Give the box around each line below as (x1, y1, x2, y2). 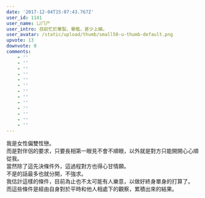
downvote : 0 (6, 43, 37, 49)
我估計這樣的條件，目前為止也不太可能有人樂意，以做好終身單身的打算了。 (6, 178, 193, 185)
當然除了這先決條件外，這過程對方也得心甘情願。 (6, 163, 129, 170)
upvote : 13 (6, 37, 34, 43)
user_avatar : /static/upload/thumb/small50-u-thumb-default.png (6, 32, 173, 38)
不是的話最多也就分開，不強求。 (6, 170, 87, 177)
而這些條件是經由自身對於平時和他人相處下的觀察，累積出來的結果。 (6, 185, 178, 193)
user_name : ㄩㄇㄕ (6, 20, 51, 26)
